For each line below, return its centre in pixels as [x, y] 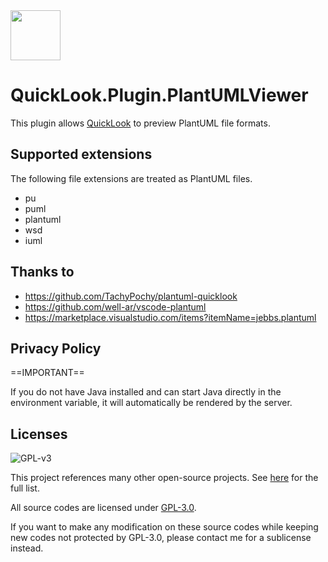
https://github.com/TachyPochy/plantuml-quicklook [131, 296]
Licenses [39, 434]
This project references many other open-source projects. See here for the [164, 478]
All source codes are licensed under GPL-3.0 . [103, 508]
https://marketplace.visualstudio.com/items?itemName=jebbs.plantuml [170, 317]
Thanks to [42, 272]
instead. [27, 548]
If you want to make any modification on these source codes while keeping [164, 527]
